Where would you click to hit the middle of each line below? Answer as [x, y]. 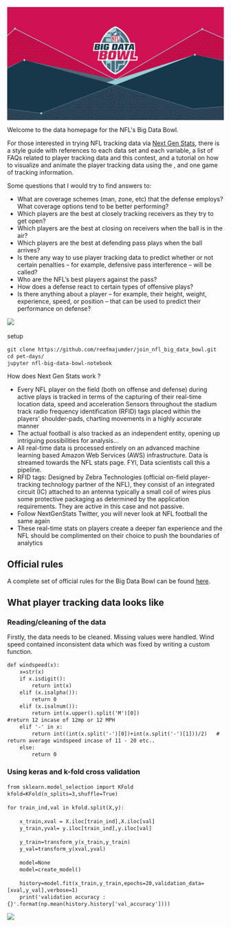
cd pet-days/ [26, 356]
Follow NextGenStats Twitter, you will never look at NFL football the [112, 513]
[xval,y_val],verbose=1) [43, 890]
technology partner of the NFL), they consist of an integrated [129, 484]
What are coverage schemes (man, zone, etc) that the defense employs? [120, 199]
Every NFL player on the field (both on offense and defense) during [112, 389]
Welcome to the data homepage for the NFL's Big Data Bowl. [93, 129]
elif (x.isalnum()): [49, 707]
